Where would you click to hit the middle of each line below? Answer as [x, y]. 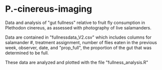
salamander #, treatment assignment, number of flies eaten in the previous [81, 42]
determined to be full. [27, 53]
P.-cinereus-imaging [49, 9]
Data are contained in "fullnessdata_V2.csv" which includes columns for [78, 37]
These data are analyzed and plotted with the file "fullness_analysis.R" [77, 62]
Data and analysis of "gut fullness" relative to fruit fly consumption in [75, 23]
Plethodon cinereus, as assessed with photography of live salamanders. [78, 27]
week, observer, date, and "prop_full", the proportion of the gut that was [78, 47]
